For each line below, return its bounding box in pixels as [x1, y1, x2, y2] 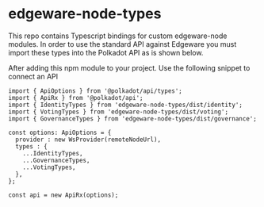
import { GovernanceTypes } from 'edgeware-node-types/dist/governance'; [8, 114, 258, 123]
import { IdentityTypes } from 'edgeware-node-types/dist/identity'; [8, 101, 243, 109]
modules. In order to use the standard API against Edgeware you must [8, 39, 237, 48]
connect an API [8, 71, 59, 81]
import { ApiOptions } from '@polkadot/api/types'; [8, 86, 182, 95]
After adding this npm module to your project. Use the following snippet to [8, 63, 251, 72]
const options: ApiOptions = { [8, 128, 112, 136]
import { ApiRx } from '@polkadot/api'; [8, 94, 144, 102]
